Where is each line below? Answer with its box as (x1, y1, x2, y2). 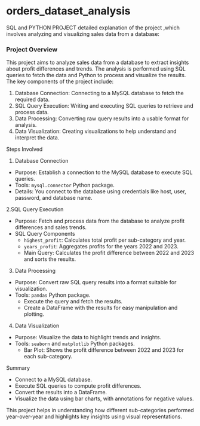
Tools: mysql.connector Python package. (14, 181, 115, 189)
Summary (6, 364, 30, 372)
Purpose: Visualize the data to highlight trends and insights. (14, 334, 162, 341)
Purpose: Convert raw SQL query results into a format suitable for (14, 279, 177, 286)
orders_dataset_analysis (6, 4, 131, 18)
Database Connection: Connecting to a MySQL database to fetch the (14, 90, 184, 97)
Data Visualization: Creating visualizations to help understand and (14, 127, 177, 135)
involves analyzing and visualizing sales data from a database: (6, 30, 160, 37)
